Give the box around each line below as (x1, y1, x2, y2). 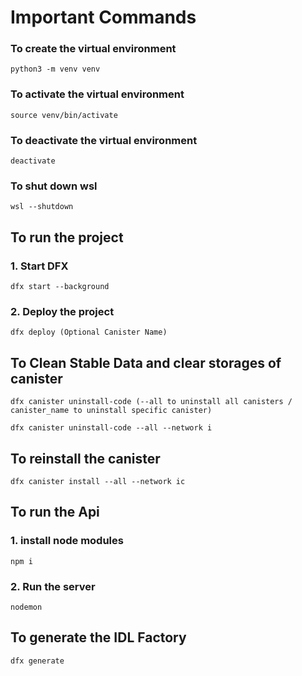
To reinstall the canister (10, 450, 161, 467)
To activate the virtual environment (10, 87, 185, 101)
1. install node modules (10, 534, 124, 548)
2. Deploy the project (10, 304, 115, 318)
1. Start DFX (10, 259, 69, 273)
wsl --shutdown (10, 202, 74, 212)
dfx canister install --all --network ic (10, 476, 186, 486)
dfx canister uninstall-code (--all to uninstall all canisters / (10, 397, 293, 407)
